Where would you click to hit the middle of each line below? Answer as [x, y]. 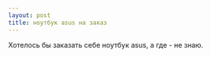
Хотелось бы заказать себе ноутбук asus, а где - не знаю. [106, 45]
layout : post [30, 15]
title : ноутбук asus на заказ [58, 23]
